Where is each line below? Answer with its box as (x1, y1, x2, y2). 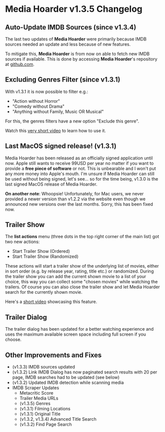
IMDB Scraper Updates (12, 385, 59, 391)
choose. (5, 337, 22, 342)
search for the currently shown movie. (5, 289, 83, 295)
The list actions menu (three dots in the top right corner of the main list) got (5, 234, 159, 240)
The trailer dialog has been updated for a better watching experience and (5, 326, 154, 332)
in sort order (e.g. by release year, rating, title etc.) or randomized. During (5, 268, 154, 274)
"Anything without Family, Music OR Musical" (12, 108, 104, 114)
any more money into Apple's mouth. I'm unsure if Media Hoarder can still (5, 171, 155, 177)
